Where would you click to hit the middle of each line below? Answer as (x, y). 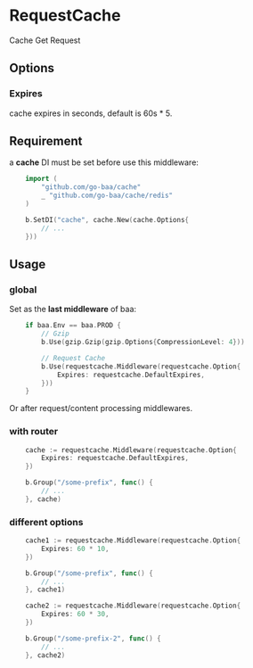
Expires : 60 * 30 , (75, 614)
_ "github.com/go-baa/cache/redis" (107, 196)
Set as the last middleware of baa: (73, 309)
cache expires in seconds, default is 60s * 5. (91, 113)
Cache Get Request (45, 40)
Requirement (46, 141)
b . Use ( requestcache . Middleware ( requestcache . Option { (141, 367)
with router (34, 432)
